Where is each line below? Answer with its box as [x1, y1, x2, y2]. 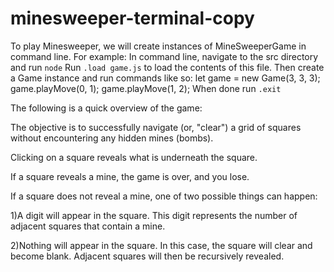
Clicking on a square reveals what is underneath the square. [10, 151, 258, 163]
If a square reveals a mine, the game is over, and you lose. [10, 170, 250, 182]
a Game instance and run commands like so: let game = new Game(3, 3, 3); [10, 72, 321, 84]
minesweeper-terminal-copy [10, 7, 255, 30]
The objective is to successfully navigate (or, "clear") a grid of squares [10, 121, 302, 133]
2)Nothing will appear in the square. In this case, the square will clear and [10, 239, 313, 251]
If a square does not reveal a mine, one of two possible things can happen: [10, 190, 318, 202]
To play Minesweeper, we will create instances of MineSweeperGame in [10, 40, 307, 52]
